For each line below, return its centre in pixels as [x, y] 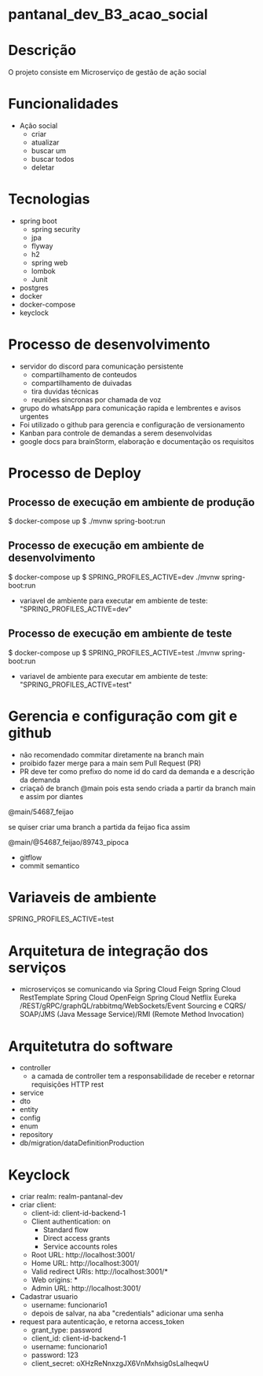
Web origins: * [55, 1280]
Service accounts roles [80, 1246]
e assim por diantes [51, 796]
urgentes [34, 416]
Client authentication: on [71, 1222]
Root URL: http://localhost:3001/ [83, 1255]
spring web [49, 262]
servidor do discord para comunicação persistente [101, 366]
